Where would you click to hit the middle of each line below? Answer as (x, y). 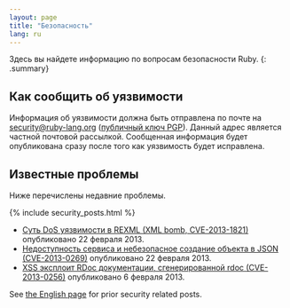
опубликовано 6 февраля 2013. (126, 277)
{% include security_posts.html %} (72, 213)
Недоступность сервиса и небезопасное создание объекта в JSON (150, 249)
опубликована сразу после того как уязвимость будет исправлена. (137, 146)
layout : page (33, 17)
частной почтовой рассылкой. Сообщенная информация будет (129, 137)
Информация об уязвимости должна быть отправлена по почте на (135, 118)
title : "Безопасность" (51, 26)
